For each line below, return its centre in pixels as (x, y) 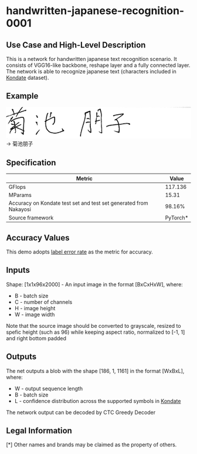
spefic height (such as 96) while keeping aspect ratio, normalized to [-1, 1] (96, 332)
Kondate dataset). (28, 78)
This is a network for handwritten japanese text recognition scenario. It (91, 59)
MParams (20, 195)
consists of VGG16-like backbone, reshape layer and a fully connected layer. (98, 65)
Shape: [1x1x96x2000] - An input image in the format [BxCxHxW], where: (94, 284)
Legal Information (39, 431)
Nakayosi (20, 209)
